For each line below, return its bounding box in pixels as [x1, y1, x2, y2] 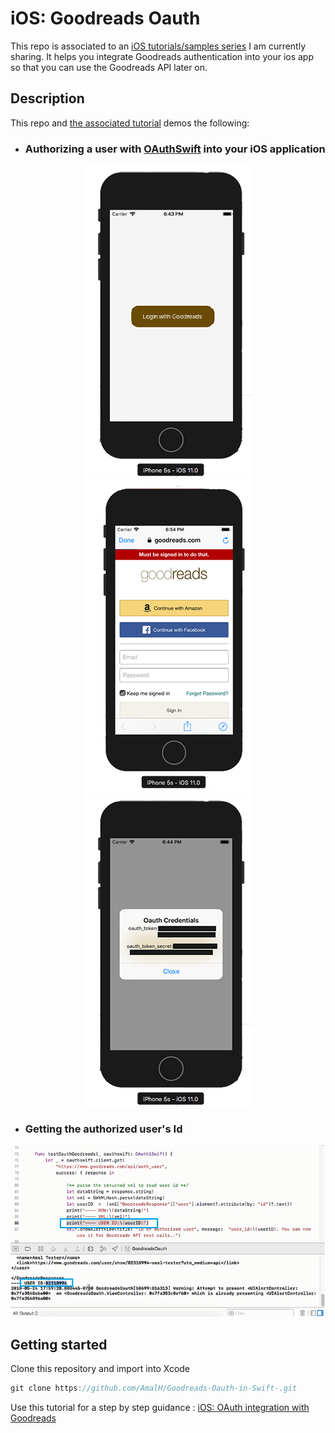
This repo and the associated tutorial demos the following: [10, 117, 250, 129]
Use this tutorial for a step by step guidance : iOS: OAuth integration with [10, 1401, 310, 1413]
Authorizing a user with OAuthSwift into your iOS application [24, 142, 326, 156]
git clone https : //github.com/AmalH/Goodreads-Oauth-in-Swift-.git [10, 1383, 298, 1394]
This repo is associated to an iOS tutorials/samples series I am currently [10, 40, 307, 52]
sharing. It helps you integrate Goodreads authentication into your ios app [10, 50, 315, 62]
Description [10, 90, 85, 107]
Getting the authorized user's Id [24, 1122, 183, 1136]
